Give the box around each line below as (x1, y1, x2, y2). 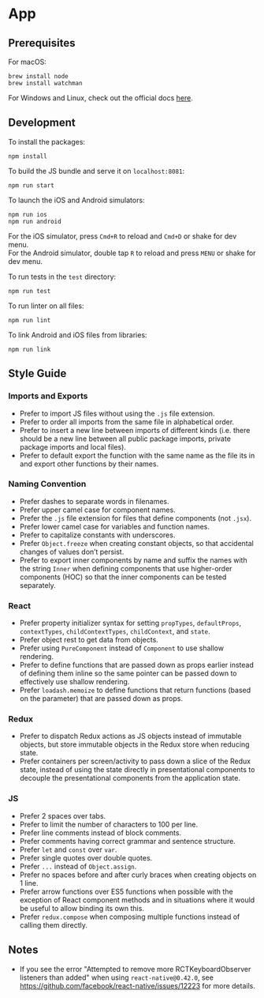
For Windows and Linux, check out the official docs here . (8, 93, 193, 103)
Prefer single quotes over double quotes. (19, 853, 153, 862)
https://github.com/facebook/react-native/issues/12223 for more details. (19, 981, 256, 990)
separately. (19, 580, 57, 589)
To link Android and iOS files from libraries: (8, 330, 147, 340)
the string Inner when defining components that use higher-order (19, 563, 232, 573)
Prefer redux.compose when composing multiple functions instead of (19, 912, 240, 921)
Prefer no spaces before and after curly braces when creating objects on (19, 870, 257, 879)
